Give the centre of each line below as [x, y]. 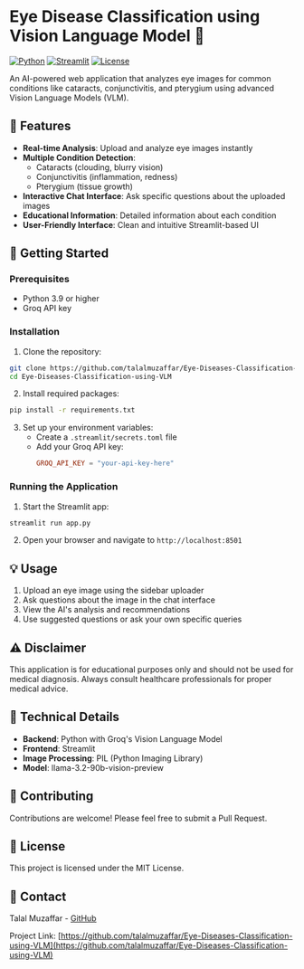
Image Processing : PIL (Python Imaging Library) [113, 758]
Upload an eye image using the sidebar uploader [113, 591]
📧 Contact [38, 896]
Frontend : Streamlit [59, 748]
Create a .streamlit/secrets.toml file [107, 437]
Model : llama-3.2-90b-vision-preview [93, 767]
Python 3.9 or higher [61, 299]
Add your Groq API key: [80, 447]
